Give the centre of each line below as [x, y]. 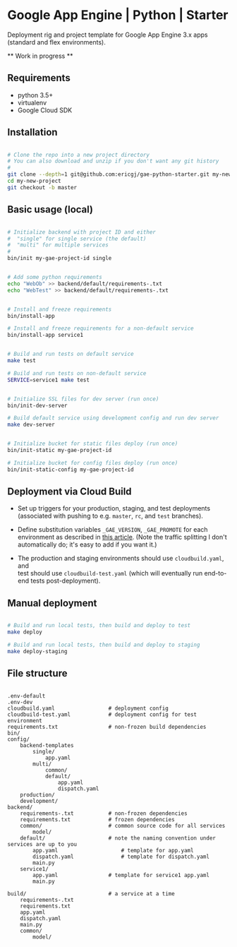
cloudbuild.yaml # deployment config [88, 708]
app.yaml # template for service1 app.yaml [121, 875]
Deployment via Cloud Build [69, 492]
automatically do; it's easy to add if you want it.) [87, 544]
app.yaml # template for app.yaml [113, 850]
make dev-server [31, 425]
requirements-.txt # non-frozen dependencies [104, 813]
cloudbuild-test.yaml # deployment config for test [102, 714]
